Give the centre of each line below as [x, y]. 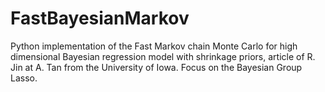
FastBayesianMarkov [100, 18]
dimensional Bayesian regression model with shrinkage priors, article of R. [163, 56]
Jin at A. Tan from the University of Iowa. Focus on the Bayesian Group [156, 67]
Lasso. [24, 78]
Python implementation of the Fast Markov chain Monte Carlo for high [154, 46]
